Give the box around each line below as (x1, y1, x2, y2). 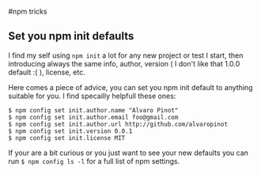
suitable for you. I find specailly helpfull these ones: (8, 91, 176, 100)
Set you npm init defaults (8, 29, 134, 43)
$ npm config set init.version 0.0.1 (8, 127, 133, 135)
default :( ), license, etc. (8, 67, 85, 77)
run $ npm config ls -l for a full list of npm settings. (8, 156, 180, 165)
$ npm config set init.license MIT (8, 134, 126, 142)
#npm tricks (8, 7, 47, 16)
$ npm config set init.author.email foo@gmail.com (8, 113, 179, 121)
